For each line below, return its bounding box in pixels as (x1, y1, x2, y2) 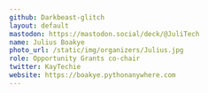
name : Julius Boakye (9, 37, 86, 47)
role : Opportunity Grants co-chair (9, 54, 141, 63)
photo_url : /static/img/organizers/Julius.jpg (9, 46, 184, 55)
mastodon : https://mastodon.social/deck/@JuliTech (9, 29, 200, 38)
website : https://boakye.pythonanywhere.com (9, 71, 176, 80)
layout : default (9, 21, 69, 30)
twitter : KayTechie (9, 63, 81, 72)
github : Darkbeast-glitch (9, 12, 104, 22)
